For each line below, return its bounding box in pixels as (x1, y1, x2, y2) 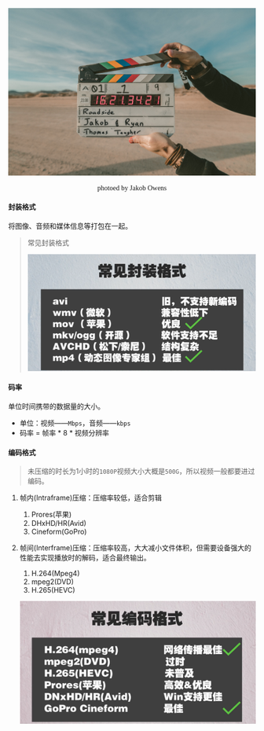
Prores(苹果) (31, 510, 72, 520)
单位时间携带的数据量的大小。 (8, 401, 104, 411)
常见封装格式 (27, 237, 69, 247)
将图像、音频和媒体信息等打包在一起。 (8, 221, 132, 230)
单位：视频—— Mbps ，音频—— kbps (19, 418, 131, 428)
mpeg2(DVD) (31, 577, 75, 586)
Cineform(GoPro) (31, 527, 87, 537)
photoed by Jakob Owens (97, 184, 167, 192)
